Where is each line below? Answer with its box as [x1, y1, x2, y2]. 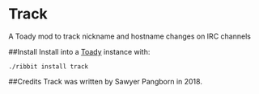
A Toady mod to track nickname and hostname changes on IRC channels [8, 31, 251, 41]
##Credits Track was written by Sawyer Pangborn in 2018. [8, 76, 202, 86]
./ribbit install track [8, 62, 89, 71]
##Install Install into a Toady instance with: [8, 47, 151, 56]
